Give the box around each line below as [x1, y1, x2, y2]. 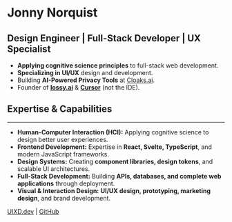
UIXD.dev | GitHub [7, 207, 59, 215]
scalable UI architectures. [17, 164, 90, 173]
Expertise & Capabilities [7, 103, 113, 115]
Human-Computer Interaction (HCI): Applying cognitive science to [17, 128, 209, 136]
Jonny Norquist [7, 5, 98, 21]
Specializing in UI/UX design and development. [17, 69, 153, 77]
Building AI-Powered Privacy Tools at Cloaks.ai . [17, 76, 155, 84]
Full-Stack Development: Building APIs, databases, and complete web [17, 172, 222, 180]
